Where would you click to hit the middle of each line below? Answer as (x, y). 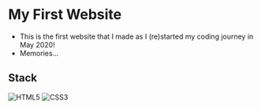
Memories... (39, 53)
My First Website (65, 15)
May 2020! (37, 44)
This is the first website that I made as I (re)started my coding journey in (136, 36)
